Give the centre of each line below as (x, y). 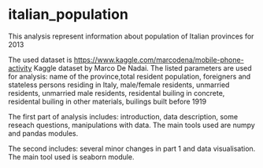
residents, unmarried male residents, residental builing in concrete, (117, 93)
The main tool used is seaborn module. (72, 157)
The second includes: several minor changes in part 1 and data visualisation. (132, 148)
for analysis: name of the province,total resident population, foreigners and (130, 76)
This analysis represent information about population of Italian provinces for (131, 36)
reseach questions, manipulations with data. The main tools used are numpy (132, 125)
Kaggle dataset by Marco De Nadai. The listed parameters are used (143, 68)
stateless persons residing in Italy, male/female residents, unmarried (119, 85)
